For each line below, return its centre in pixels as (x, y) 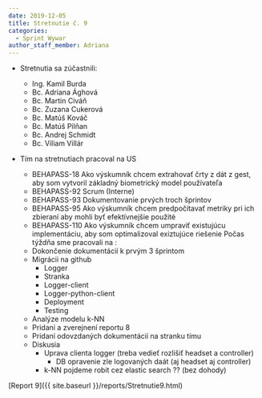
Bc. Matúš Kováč (60, 118)
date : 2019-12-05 (37, 16)
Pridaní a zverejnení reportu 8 (81, 328)
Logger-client (66, 285)
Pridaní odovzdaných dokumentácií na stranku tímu (117, 336)
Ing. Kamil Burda (59, 84)
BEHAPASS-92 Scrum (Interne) (83, 191)
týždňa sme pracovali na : (75, 243)
